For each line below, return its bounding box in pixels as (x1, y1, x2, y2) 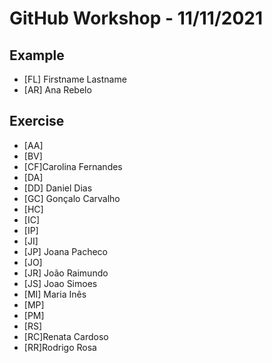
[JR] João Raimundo (23, 267, 109, 279)
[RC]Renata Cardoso (23, 330, 109, 342)
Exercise (9, 113, 65, 130)
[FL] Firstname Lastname (23, 73, 127, 85)
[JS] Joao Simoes (23, 277, 98, 289)
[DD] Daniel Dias (23, 182, 93, 194)
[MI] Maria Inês (23, 288, 87, 300)
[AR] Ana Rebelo (23, 84, 92, 96)
